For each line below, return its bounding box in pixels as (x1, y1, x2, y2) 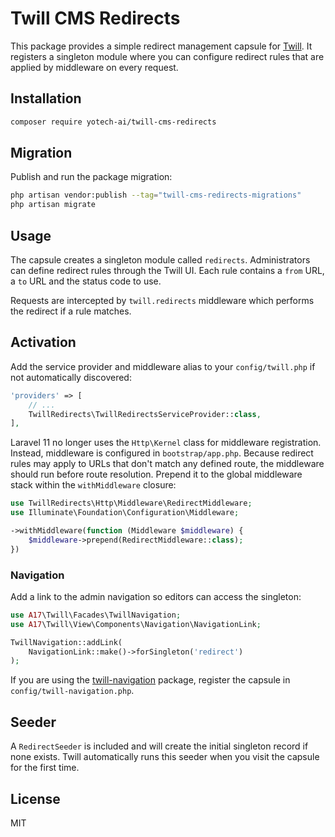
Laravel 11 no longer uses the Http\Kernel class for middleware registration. (10, 437, 322, 449)
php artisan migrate (10, 200, 97, 210)
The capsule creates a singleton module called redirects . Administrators (10, 254, 311, 266)
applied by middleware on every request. (10, 61, 179, 73)
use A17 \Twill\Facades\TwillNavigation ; (10, 610, 182, 620)
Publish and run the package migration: (10, 171, 173, 183)
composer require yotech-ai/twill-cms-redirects (10, 117, 217, 127)
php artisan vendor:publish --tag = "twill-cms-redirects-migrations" (10, 190, 302, 201)
